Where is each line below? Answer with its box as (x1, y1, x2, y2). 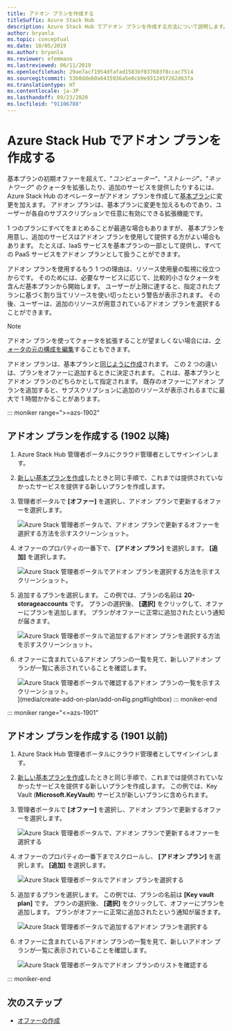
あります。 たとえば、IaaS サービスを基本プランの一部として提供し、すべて (7, 241, 222, 249)
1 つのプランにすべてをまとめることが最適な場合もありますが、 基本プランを (7, 224, 225, 232)
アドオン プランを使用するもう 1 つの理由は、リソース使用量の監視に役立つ (7, 265, 221, 273)
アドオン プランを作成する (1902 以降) (7, 430, 170, 442)
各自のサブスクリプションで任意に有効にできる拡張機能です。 (30, 209, 207, 217)
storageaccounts (17, 599, 68, 608)
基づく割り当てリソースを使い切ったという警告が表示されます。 (25, 290, 206, 299)
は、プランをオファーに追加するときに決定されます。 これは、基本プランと (7, 368, 221, 377)
